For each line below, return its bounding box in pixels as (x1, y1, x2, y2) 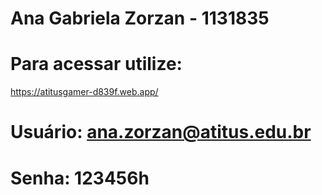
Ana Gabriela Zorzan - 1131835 (10, 7, 270, 30)
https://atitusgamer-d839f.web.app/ (10, 86, 159, 98)
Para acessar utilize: (10, 53, 183, 76)
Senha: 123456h (10, 167, 150, 189)
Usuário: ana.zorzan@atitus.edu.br (10, 121, 312, 144)
